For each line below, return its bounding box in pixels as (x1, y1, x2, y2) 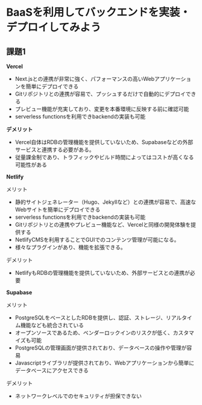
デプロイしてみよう (6, 20, 101, 34)
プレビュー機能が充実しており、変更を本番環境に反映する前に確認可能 (14, 105, 189, 112)
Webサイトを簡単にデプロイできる (14, 206, 101, 213)
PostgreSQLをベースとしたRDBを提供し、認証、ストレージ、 (14, 314, 166, 321)
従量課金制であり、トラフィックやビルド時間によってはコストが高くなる (14, 154, 194, 160)
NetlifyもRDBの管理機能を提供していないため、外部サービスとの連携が (14, 269, 190, 276)
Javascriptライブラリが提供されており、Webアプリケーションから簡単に (14, 359, 195, 366)
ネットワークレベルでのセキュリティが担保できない (14, 392, 142, 400)
